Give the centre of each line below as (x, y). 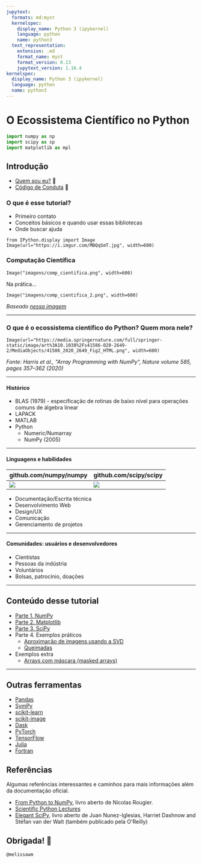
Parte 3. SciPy (32, 628)
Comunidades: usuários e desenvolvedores (62, 544)
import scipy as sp (31, 142)
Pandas (24, 699)
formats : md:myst (33, 18)
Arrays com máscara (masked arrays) (71, 660)
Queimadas (38, 648)
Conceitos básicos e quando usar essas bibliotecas (79, 222)
